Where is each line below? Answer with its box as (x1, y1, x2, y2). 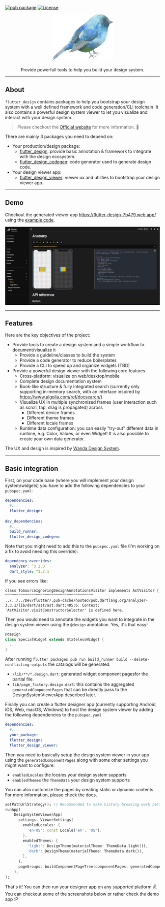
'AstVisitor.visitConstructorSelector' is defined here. (5, 608, 124, 613)
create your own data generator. (19, 436, 85, 442)
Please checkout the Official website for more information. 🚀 (17, 124, 139, 130)
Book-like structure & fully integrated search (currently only (19, 384, 140, 389)
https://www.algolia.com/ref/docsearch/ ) (19, 394, 103, 400)
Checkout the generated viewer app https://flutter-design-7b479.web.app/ (5, 212, 156, 218)
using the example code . (5, 217, 55, 223)
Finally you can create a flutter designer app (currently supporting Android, (5, 702, 157, 708)
